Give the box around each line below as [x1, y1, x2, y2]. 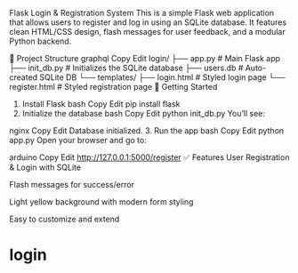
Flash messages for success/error [9, 180, 135, 189]
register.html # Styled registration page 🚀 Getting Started [9, 82, 218, 92]
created [9, 72, 38, 83]
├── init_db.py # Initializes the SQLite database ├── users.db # [9, 62, 244, 73]
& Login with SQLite [9, 162, 82, 173]
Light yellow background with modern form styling [9, 197, 194, 207]
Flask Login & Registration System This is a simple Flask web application [9, 8, 275, 18]
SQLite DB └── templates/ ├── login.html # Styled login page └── [39, 72, 286, 83]
